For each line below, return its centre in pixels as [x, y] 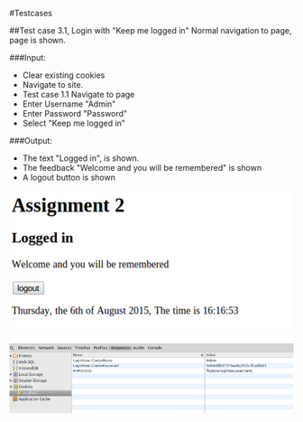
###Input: [28, 57]
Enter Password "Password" [75, 113]
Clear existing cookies [64, 75]
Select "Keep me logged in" [74, 123]
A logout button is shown [69, 177]
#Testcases [31, 13]
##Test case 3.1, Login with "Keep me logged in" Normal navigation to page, [151, 30]
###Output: [31, 141]
